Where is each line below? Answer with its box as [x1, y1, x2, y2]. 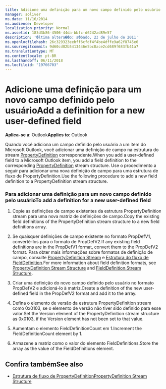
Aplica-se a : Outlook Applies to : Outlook [5, 132, 88, 138]
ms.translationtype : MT [5, 49, 55, 54]
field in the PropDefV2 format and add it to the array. [29, 290, 137, 296]
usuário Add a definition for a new [5, 105, 145, 116]
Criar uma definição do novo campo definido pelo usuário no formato [12, 280, 154, 286]
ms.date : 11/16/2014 [5, 16, 48, 21]
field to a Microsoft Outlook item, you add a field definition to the [5, 157, 137, 164]
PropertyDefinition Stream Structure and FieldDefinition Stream [12, 265, 141, 271]
